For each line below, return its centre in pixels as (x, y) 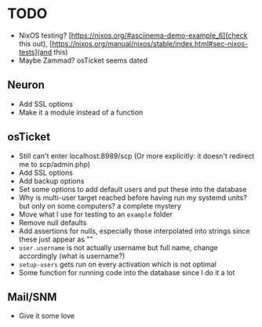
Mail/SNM (32, 297)
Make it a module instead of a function (81, 112)
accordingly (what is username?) (72, 256)
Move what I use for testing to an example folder (96, 214)
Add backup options (51, 180)
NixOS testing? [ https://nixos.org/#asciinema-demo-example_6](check (133, 35)
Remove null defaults (53, 222)
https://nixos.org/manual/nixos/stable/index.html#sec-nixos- (150, 43)
